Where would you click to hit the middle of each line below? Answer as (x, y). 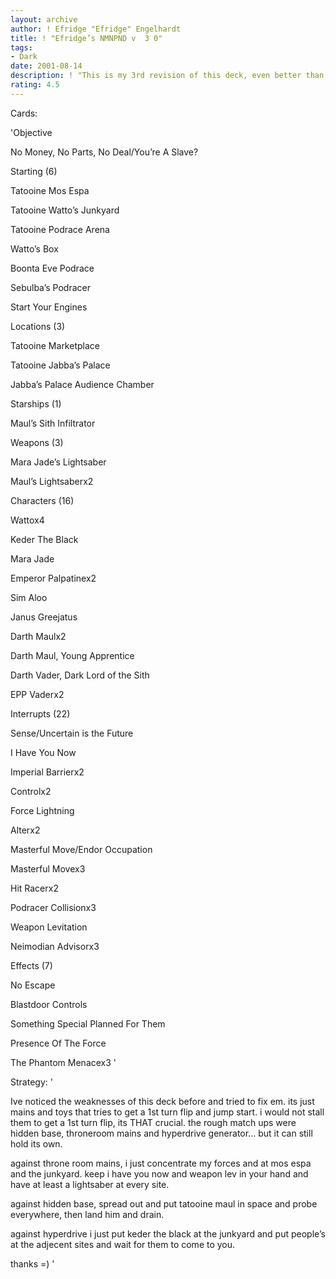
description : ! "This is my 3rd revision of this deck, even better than (167, 76)
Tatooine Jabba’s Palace (60, 365)
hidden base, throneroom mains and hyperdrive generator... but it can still (161, 1133)
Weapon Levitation (49, 927)
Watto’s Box (34, 248)
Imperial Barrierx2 (47, 772)
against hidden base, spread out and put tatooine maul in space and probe (164, 1203)
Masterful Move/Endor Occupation (81, 849)
